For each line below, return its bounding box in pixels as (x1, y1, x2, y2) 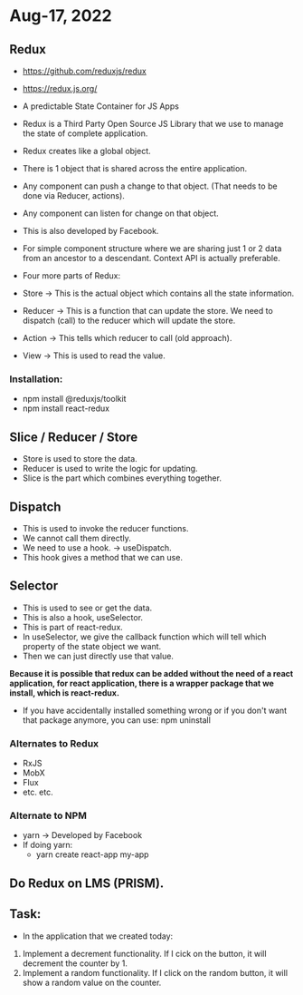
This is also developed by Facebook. (22, 226, 159, 236)
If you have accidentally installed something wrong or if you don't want (22, 705, 288, 716)
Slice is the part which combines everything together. (22, 473, 222, 483)
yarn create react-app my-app (35, 849, 149, 860)
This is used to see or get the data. (22, 602, 153, 613)
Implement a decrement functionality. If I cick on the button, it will (22, 948, 267, 959)
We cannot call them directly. (22, 532, 131, 543)
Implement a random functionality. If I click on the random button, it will (22, 967, 288, 978)
